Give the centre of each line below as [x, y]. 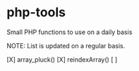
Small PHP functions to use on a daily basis [69, 32]
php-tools [36, 12]
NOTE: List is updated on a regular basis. [66, 45]
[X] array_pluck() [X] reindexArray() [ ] [62, 59]
